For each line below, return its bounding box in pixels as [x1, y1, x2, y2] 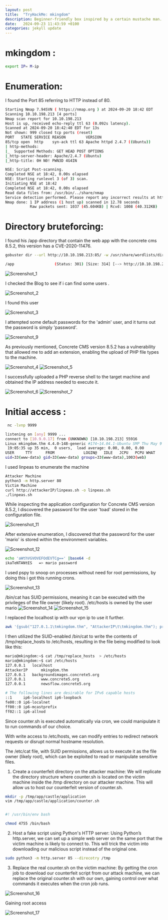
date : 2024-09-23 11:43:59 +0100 [5, 21, 79, 26]
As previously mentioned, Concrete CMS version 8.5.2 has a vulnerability [5, 343, 156, 350]
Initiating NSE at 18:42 [5, 181, 57, 186]
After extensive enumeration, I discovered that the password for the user [5, 531, 155, 537]
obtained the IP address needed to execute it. [5, 379, 99, 385]
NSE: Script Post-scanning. [5, 167, 64, 172]
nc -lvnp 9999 [7, 423, 37, 428]
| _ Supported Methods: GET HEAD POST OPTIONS [5, 148, 104, 154]
